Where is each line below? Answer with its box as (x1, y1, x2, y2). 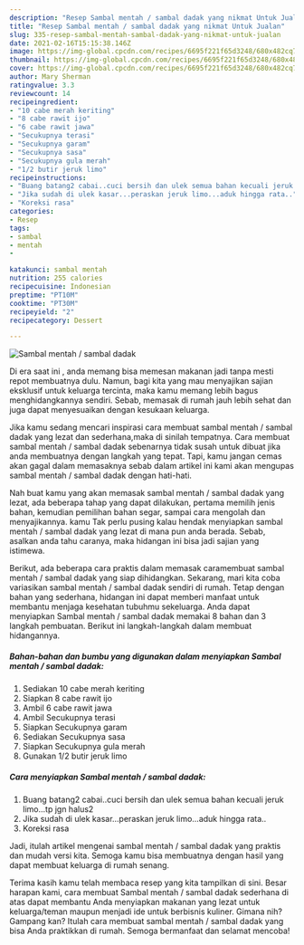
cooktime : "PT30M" (9, 299, 79, 308)
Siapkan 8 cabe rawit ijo (22, 693, 113, 704)
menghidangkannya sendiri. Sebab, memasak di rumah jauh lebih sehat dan (9, 395, 292, 406)
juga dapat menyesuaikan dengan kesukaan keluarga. (9, 405, 210, 415)
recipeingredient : (9, 97, 79, 107)
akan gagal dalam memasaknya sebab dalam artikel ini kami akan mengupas (9, 461, 294, 472)
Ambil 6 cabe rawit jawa (22, 702, 113, 713)
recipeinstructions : (9, 173, 88, 182)
